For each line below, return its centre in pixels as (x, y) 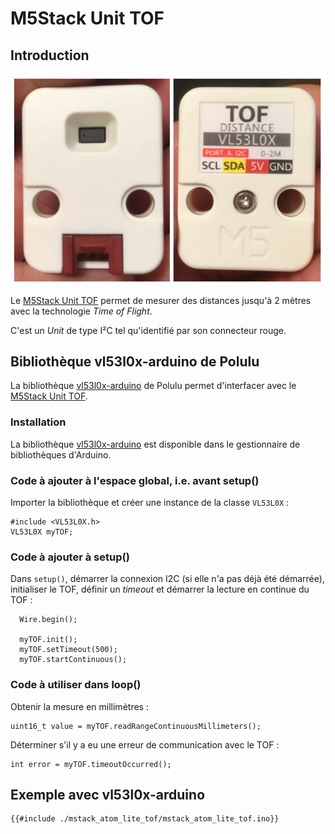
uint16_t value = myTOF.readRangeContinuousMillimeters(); (136, 726)
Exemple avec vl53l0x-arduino (108, 795)
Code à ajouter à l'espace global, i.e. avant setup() (135, 480)
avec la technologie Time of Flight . (81, 311)
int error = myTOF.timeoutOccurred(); (91, 764)
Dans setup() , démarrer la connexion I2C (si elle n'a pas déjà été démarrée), (167, 579)
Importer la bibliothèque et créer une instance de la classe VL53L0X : (150, 503)
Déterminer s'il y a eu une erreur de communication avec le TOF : (145, 744)
